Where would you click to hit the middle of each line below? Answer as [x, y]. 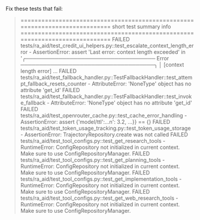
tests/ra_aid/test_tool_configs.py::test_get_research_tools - [93, 141]
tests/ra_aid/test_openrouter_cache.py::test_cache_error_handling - [104, 115]
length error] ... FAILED [49, 71]
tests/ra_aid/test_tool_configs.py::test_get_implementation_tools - [101, 179]
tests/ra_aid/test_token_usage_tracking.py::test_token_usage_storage [105, 128]
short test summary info [142, 27]
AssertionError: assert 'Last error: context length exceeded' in [109, 52]
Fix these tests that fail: [34, 9]
